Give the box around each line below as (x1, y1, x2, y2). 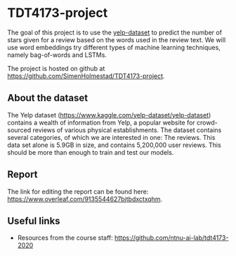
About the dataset (7, 92, 88, 104)
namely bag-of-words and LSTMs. (7, 51, 107, 59)
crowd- (196, 118, 218, 127)
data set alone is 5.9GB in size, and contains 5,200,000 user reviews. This (7, 141, 221, 149)
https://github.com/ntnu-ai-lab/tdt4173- (114, 233, 229, 242)
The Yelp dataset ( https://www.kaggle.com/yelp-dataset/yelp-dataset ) (7, 110, 211, 119)
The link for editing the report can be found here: (7, 187, 149, 196)
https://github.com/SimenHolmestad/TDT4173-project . (7, 72, 165, 80)
